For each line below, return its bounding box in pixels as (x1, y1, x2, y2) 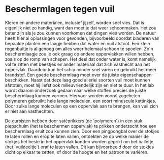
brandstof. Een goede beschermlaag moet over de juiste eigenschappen (5, 72, 152, 78)
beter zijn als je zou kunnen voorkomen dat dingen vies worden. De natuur (5, 30, 156, 36)
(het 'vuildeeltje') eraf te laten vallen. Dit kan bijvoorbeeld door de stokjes (5, 144, 154, 150)
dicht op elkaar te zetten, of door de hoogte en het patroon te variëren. (5, 149, 149, 155)
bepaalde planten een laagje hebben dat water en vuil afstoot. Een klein (5, 40, 150, 46)
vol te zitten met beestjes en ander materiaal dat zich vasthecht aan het (5, 61, 150, 67)
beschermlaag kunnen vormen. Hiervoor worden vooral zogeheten (5, 92, 140, 99)
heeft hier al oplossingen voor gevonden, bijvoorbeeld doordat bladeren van (5, 35, 160, 41)
